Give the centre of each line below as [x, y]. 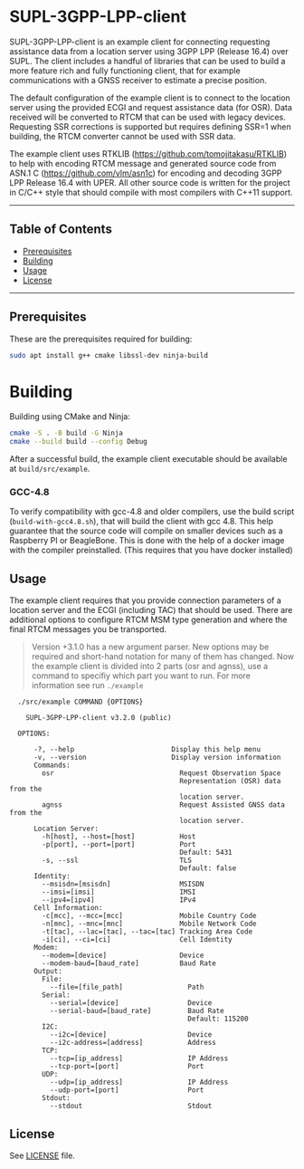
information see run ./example [87, 685]
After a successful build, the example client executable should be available [148, 459]
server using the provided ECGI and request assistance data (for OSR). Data [151, 107]
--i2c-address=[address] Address [133, 1043]
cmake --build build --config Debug [78, 442]
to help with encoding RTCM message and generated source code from [143, 163]
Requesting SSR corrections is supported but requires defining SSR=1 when [150, 126]
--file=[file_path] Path [127, 987]
